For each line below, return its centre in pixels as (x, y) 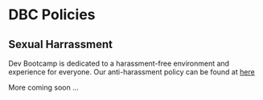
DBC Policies (52, 15)
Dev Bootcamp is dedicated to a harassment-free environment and (119, 63)
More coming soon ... (43, 87)
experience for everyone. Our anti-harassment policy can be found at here (131, 72)
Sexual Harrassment (60, 44)
